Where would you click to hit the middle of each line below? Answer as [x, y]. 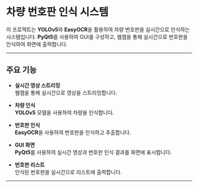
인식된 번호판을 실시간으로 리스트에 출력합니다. [68, 172]
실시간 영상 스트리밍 [37, 85]
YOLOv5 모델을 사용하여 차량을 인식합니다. [64, 112]
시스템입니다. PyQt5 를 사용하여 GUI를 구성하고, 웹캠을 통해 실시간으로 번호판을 [97, 36]
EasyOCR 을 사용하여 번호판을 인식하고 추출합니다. [73, 132]
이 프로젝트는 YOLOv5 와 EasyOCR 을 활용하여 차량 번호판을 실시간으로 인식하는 [98, 29]
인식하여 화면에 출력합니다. [37, 44]
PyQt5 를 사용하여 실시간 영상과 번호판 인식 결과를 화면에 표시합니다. [93, 152]
